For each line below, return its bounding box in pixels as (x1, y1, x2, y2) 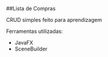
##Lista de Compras (6, 5, 56, 12)
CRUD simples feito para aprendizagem (6, 16, 102, 23)
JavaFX (14, 39, 34, 46)
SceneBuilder (14, 45, 48, 52)
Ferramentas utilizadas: (6, 28, 63, 35)
